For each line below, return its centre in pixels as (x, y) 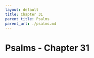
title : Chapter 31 (24, 14)
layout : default (22, 10)
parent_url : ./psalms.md (31, 24)
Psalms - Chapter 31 (47, 48)
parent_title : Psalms (27, 19)
